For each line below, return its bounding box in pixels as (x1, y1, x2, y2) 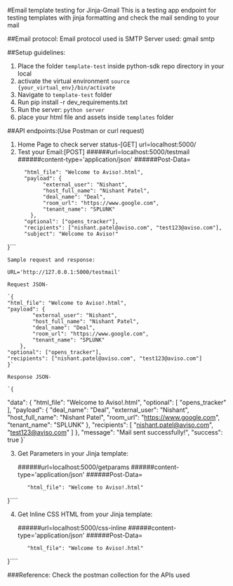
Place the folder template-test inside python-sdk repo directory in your (17, 62, 225, 70)
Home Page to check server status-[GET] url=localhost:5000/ (17, 140, 197, 149)
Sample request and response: (7, 256, 96, 263)
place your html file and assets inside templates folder (17, 113, 174, 121)
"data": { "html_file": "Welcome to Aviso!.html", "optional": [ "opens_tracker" (7, 398, 227, 406)
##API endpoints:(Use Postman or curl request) (7, 127, 145, 135)
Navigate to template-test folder (17, 91, 112, 99)
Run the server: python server (17, 106, 105, 113)
